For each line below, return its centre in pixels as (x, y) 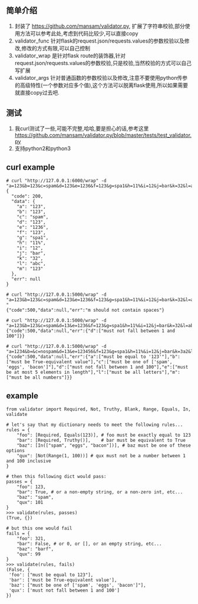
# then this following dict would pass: (57, 477)
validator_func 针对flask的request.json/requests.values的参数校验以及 (99, 41)
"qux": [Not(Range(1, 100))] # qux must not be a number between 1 (101, 456)
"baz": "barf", (35, 549)
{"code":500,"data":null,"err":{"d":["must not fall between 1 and (91, 331)
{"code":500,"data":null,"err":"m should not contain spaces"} (85, 310)
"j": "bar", (31, 253)
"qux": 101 (30, 503)
